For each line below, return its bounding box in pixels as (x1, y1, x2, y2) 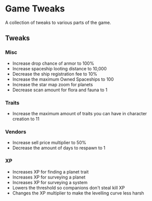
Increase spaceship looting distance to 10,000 (12, 65, 107, 71)
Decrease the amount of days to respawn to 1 (12, 145, 106, 151)
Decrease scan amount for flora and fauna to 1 (12, 87, 108, 93)
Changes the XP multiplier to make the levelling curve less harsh (12, 190, 144, 196)
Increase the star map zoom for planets (12, 81, 93, 87)
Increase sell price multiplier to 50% (12, 140, 86, 146)
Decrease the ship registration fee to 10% (12, 71, 98, 77)
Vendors (5, 128, 26, 135)
